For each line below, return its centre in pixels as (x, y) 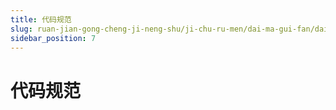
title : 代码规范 (41, 19)
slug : (21, 29)
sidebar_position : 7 (53, 38)
